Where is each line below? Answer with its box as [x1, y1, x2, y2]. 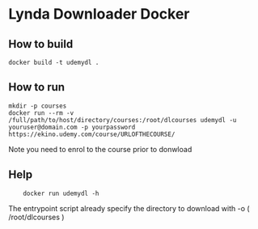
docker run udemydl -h [23, 189, 99, 197]
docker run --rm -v [8, 108, 74, 117]
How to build [8, 37, 74, 51]
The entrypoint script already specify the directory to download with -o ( [8, 203, 250, 213]
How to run [8, 80, 66, 94]
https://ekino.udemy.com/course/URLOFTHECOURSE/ [8, 130, 176, 138]
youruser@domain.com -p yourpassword [8, 123, 136, 131]
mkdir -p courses [8, 102, 67, 110]
